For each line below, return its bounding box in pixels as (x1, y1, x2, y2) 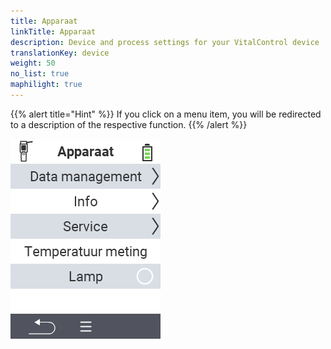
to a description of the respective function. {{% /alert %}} (10, 118, 248, 130)
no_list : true (10, 69, 70, 79)
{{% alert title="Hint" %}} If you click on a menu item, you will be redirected (10, 108, 322, 120)
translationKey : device (10, 48, 110, 58)
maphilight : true (10, 80, 83, 90)
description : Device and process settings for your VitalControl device (10, 37, 320, 47)
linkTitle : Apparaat (10, 26, 97, 37)
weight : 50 (10, 58, 56, 69)
